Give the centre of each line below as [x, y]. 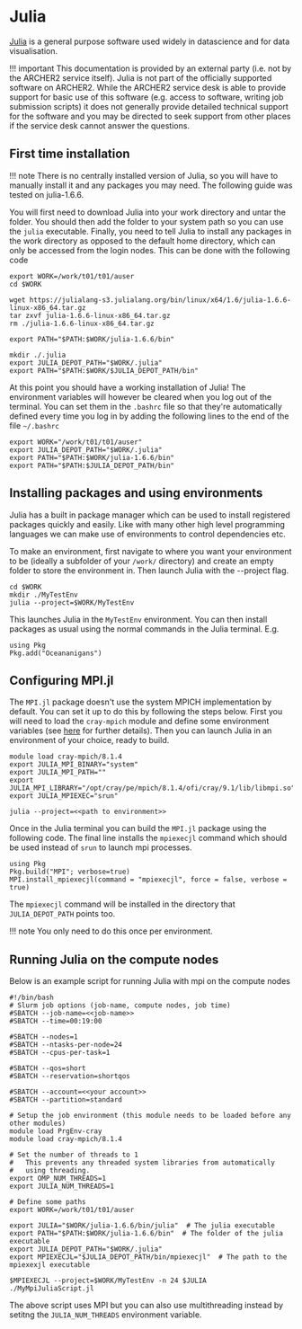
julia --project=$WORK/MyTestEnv [72, 602]
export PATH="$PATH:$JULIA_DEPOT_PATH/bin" [92, 465]
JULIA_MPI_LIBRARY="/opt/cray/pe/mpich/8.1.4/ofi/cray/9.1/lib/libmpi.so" [152, 788]
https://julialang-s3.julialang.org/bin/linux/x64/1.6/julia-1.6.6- [160, 300]
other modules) [38, 1124]
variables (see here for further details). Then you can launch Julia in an [141, 731]
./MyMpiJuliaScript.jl [52, 1289]
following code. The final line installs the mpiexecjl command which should [148, 838]
